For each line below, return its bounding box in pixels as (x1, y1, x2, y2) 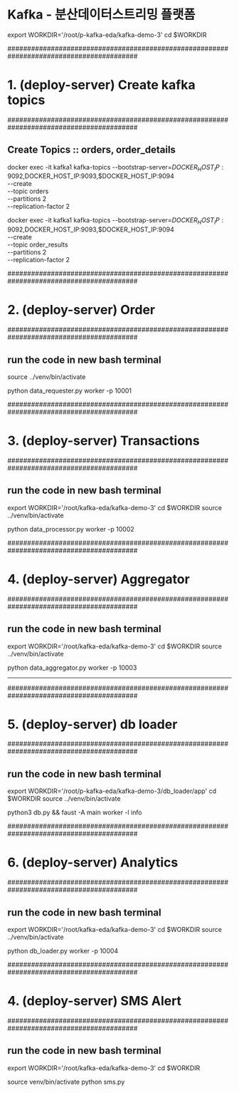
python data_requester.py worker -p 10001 (7, 386, 132, 395)
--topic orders (7, 187, 49, 196)
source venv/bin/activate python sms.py (7, 1077, 125, 1086)
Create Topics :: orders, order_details (7, 144, 176, 156)
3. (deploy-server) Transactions (7, 432, 201, 449)
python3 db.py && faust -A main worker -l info (7, 808, 142, 817)
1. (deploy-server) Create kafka (7, 77, 196, 93)
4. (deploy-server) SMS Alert (7, 993, 182, 1009)
